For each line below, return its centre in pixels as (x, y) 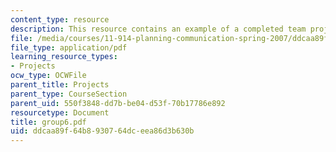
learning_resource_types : (64, 57)
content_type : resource (60, 19)
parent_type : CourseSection (69, 94)
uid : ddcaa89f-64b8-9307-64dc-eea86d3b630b (102, 131)
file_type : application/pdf (69, 47)
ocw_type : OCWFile (48, 76)
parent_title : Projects (60, 85)
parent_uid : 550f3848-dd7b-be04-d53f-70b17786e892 (118, 103)
